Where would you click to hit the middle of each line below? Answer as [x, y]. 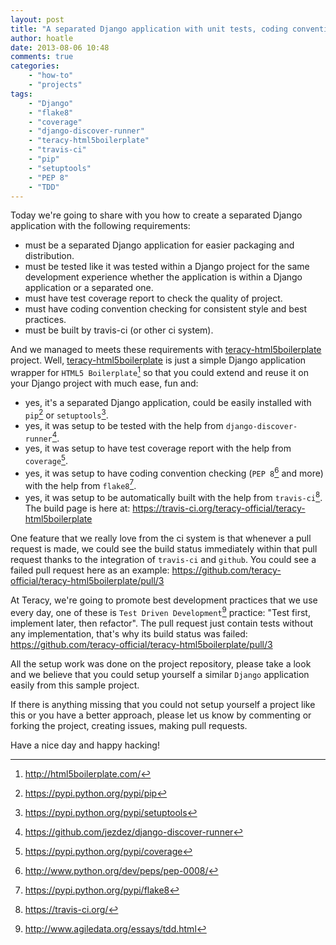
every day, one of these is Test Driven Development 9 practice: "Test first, [160, 611]
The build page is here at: [77, 508]
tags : [21, 94]
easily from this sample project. [75, 685]
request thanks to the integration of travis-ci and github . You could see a [163, 559]
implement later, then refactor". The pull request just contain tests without [162, 623]
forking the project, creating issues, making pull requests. [129, 725]
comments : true [42, 57]
